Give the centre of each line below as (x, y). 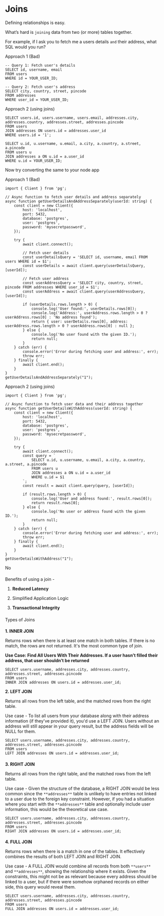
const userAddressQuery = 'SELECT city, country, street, (83, 283)
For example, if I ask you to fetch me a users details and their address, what (81, 41)
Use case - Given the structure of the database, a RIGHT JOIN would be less (82, 788)
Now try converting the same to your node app (52, 170)
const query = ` (39, 456)
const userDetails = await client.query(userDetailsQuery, (84, 266)
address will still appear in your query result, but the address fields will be (79, 726)
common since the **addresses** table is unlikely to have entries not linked (81, 793)
